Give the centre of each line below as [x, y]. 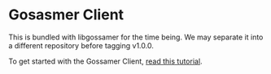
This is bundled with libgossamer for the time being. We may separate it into [136, 37]
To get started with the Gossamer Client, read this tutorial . [105, 61]
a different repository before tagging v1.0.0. [81, 45]
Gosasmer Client [66, 15]
